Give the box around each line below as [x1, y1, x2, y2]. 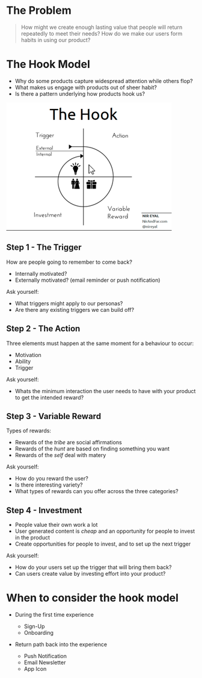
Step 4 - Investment [6, 505, 82, 515]
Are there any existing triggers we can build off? [14, 306, 134, 313]
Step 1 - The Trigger [6, 242, 82, 253]
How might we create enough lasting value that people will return [20, 23, 183, 31]
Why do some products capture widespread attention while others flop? [14, 77, 194, 84]
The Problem [6, 4, 72, 17]
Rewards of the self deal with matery [14, 452, 106, 459]
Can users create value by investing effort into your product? [14, 570, 166, 577]
